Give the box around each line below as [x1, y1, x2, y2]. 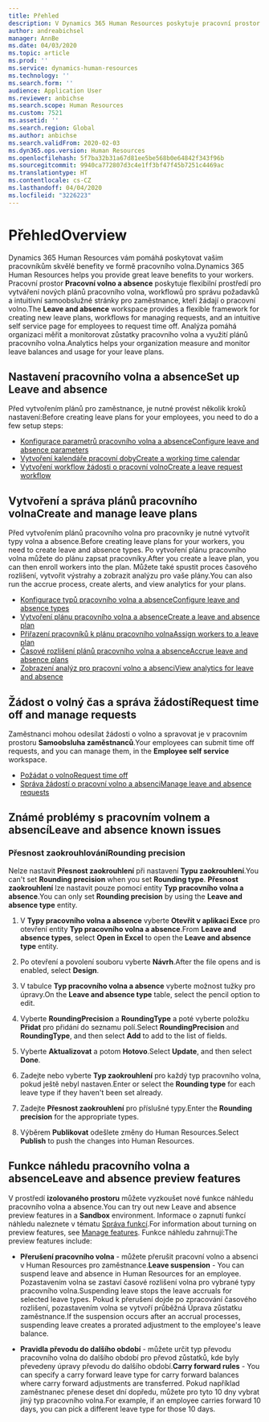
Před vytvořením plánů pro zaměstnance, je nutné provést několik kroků [8, 404, 247, 414]
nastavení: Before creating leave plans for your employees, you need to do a [8, 412, 259, 422]
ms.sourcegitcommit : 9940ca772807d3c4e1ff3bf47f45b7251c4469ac [8, 162, 225, 170]
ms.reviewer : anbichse [8, 94, 84, 102]
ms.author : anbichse [8, 131, 78, 139]
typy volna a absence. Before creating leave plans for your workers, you [8, 537, 245, 546]
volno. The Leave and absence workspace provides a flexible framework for [8, 303, 259, 314]
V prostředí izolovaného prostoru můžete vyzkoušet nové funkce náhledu [8, 1193, 254, 1203]
